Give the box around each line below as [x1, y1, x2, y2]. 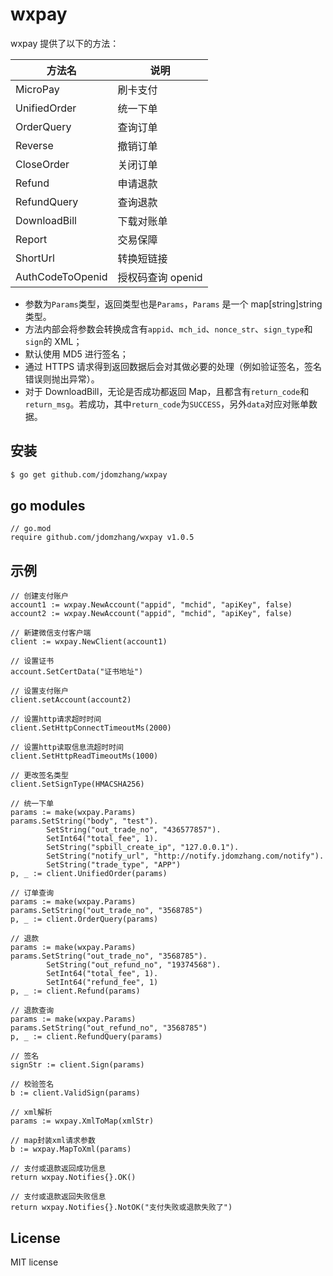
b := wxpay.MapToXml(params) [10, 1144, 132, 1155]
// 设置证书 [10, 656, 55, 667]
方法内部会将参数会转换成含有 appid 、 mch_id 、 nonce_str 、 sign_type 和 [24, 323, 313, 335]
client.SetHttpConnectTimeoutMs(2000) [10, 723, 172, 733]
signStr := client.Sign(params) [10, 1060, 145, 1070]
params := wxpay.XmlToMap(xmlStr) [10, 1116, 155, 1127]
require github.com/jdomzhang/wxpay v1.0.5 [10, 533, 195, 543]
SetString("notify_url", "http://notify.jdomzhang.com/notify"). [46, 851, 325, 862]
